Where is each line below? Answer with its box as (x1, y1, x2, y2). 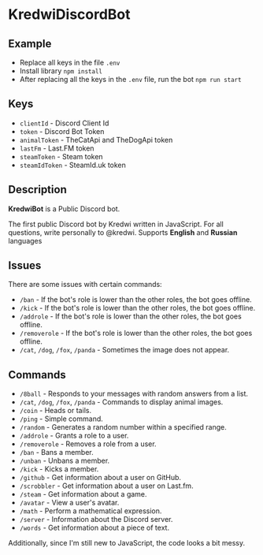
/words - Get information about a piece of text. (19, 523, 170, 533)
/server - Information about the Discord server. (19, 515, 173, 524)
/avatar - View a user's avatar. (19, 498, 120, 508)
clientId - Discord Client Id (19, 118, 109, 128)
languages (8, 236, 43, 245)
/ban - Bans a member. (19, 448, 94, 457)
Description (8, 183, 67, 196)
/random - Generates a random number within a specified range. (19, 423, 227, 432)
